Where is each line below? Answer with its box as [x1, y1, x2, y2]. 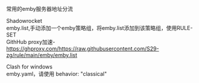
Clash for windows [6, 63, 53, 70]
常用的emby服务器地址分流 [6, 5, 74, 12]
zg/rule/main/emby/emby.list [6, 52, 77, 58]
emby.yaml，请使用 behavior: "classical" [6, 70, 107, 77]
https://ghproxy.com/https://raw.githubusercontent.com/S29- [6, 45, 159, 52]
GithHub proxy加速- [6, 38, 55, 45]
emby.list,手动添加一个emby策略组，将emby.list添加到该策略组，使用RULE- [6, 25, 193, 31]
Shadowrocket [6, 17, 42, 24]
